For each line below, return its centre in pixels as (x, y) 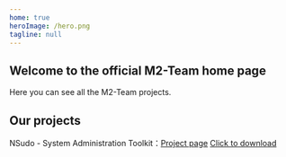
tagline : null (36, 34)
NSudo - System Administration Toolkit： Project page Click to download (143, 143)
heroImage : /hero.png (50, 26)
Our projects (45, 121)
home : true (30, 17)
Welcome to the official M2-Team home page (138, 70)
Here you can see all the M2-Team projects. (90, 92)
